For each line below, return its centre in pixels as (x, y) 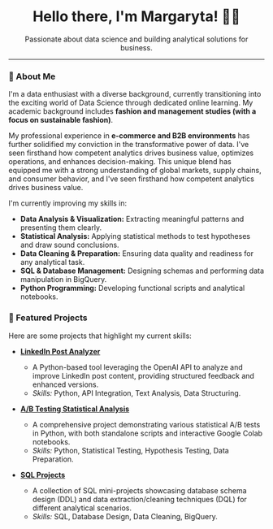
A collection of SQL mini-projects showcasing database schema (139, 490)
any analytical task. (52, 262)
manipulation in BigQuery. (63, 280)
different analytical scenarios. (82, 508)
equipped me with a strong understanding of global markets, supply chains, (135, 171)
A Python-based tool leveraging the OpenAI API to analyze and (138, 367)
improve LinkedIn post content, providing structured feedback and (143, 375)
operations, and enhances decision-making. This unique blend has (120, 162)
